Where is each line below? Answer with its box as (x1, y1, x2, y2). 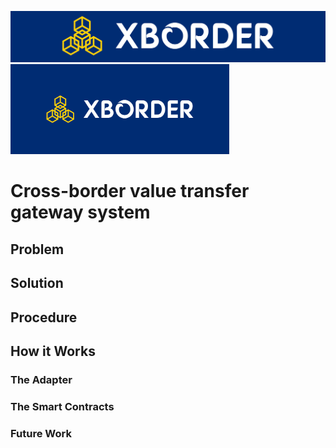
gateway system (10, 201, 151, 224)
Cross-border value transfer (10, 180, 250, 203)
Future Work (10, 426, 72, 440)
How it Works (10, 342, 96, 360)
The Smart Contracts (10, 399, 115, 413)
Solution (10, 275, 64, 292)
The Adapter (10, 372, 73, 386)
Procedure (10, 309, 78, 326)
